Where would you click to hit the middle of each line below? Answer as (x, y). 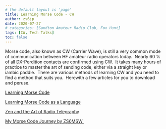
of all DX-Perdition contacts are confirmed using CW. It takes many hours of (83, 62)
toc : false (16, 38)
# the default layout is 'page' (38, 10)
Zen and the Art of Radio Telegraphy (42, 111)
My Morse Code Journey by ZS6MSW (44, 121)
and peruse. (17, 83)
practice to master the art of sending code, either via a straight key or (76, 67)
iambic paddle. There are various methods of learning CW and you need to (82, 72)
